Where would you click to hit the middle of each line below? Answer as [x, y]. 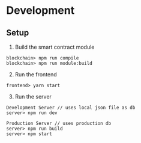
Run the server [33, 96]
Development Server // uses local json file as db [71, 108]
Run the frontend [36, 75]
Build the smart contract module [55, 47]
